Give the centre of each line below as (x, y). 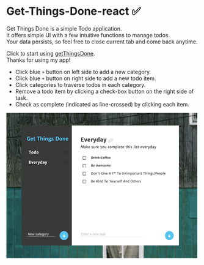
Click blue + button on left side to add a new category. (83, 72)
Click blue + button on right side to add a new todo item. (86, 78)
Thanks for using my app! (38, 60)
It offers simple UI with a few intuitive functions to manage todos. (88, 35)
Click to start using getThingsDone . (51, 53)
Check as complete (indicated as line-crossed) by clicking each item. (102, 104)
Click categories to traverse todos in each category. (80, 84)
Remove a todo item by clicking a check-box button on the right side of (104, 91)
